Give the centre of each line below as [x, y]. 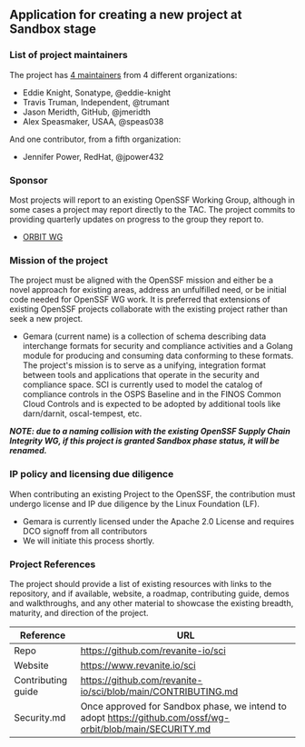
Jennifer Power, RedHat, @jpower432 [93, 156]
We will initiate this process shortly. [89, 541]
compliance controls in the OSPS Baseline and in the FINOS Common [152, 394]
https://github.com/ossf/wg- [168, 717]
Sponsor [29, 180]
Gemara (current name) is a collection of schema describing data [144, 336]
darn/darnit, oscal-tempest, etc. [82, 413]
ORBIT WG [43, 236]
